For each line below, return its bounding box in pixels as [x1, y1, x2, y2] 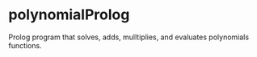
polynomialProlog [8, 6, 130, 24]
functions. [8, 40, 42, 50]
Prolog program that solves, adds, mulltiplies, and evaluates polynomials [8, 32, 249, 42]
